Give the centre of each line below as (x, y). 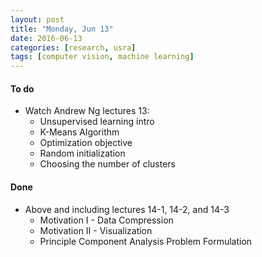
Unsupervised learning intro (97, 122)
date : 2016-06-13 (46, 38)
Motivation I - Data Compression (106, 220)
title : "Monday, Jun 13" (62, 29)
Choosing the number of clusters (108, 164)
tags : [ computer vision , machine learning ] (102, 57)
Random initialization (82, 153)
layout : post (37, 19)
